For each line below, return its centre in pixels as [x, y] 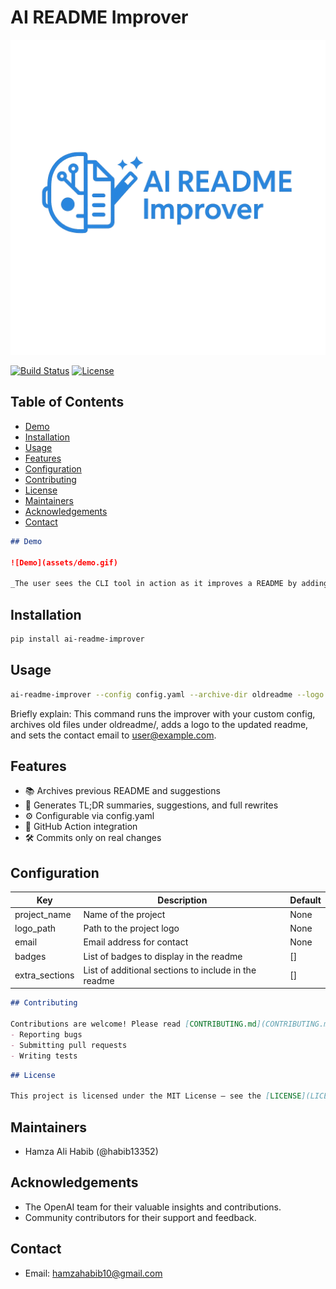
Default [305, 900]
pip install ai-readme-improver [77, 639]
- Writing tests [44, 1056]
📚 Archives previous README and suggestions [122, 791]
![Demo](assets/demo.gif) [64, 562]
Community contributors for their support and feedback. [140, 1217]
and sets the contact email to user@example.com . [113, 735]
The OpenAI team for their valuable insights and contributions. [153, 1207]
